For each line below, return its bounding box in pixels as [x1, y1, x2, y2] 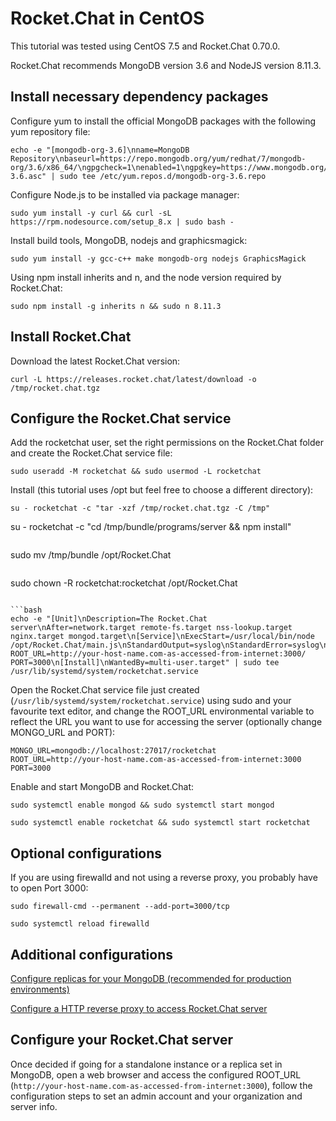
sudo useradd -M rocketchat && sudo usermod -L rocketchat [10, 467, 262, 477]
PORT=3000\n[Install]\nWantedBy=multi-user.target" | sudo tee [10, 658, 280, 668]
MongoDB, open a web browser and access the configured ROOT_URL [10, 1068, 302, 1081]
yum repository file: [10, 125, 91, 137]
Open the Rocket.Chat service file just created [10, 684, 200, 696]
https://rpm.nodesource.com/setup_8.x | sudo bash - [10, 217, 235, 227]
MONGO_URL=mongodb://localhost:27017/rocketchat [10, 746, 217, 756]
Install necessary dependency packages [10, 88, 269, 106]
